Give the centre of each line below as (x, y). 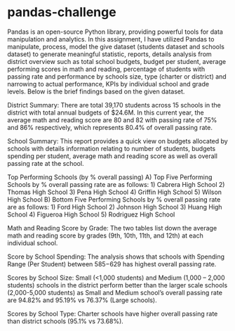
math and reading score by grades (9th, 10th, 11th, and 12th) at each (105, 235)
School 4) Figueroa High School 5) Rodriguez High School (91, 214)
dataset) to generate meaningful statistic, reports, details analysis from (109, 54)
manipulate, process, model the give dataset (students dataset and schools (116, 46)
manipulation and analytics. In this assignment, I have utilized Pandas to (111, 39)
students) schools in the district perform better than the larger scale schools (117, 285)
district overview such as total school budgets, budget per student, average (117, 61)
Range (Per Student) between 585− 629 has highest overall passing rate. (112, 264)
